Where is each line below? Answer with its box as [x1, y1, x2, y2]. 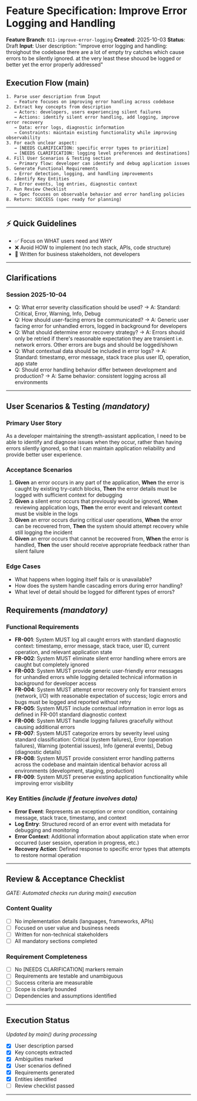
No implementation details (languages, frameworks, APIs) [14, 918, 154, 925]
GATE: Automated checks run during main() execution [6, 889, 137, 897]
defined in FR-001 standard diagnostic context [14, 711, 127, 718]
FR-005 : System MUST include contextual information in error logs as [14, 705, 184, 712]
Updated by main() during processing [6, 1031, 97, 1038]
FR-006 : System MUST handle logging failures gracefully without [14, 717, 173, 724]
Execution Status [6, 1015, 70, 1025]
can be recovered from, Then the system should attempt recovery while [14, 523, 189, 530]
